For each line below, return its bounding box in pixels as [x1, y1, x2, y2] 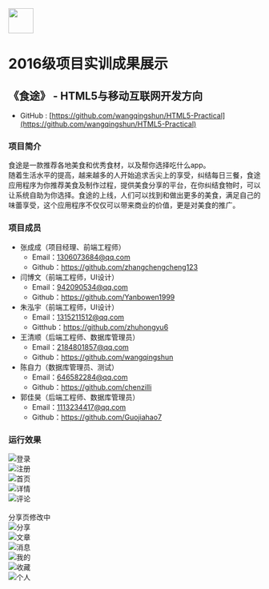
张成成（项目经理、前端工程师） [19, 242, 126, 251]
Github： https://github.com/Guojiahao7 [31, 412, 163, 422]
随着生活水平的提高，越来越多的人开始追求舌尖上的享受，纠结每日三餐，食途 [8, 170, 261, 180]
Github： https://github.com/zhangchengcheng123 [31, 262, 199, 271]
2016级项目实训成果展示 [8, 55, 168, 73]
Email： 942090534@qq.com [31, 282, 128, 291]
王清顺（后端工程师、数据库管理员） [19, 332, 140, 342]
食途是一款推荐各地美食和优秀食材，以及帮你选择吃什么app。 [8, 160, 211, 170]
